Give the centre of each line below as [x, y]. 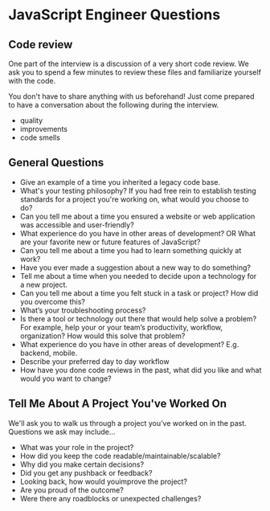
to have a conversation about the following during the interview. [114, 105]
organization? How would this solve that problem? [102, 336]
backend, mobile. [49, 353]
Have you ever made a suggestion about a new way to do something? [135, 268]
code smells [40, 137]
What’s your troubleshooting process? [83, 310]
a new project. [44, 284]
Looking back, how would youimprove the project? [103, 481]
